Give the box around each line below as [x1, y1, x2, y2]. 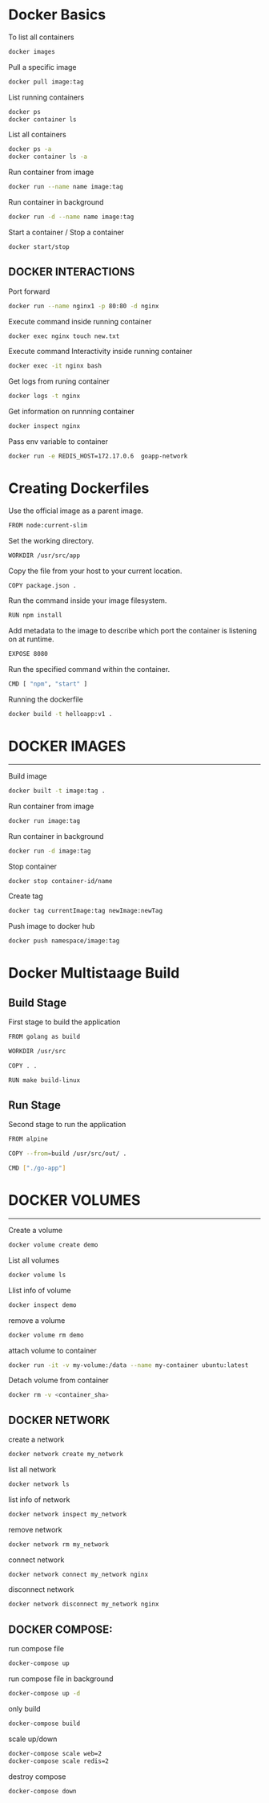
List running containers [8, 92, 85, 102]
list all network [8, 1464, 57, 1474]
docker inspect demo [8, 1300, 78, 1309]
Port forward [8, 287, 50, 296]
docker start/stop [8, 242, 70, 250]
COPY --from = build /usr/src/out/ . [8, 1150, 127, 1158]
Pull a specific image [8, 62, 78, 71]
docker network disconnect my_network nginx [8, 1600, 159, 1609]
